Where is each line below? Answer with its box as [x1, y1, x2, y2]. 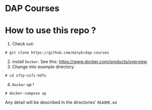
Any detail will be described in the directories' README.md [5, 99, 117, 105]
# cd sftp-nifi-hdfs [5, 73, 47, 78]
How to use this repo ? [5, 25, 96, 36]
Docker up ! [12, 82, 34, 87]
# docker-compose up [5, 91, 47, 96]
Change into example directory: [12, 64, 75, 70]
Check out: [12, 41, 34, 47]
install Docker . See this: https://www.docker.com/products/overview [12, 59, 148, 65]
